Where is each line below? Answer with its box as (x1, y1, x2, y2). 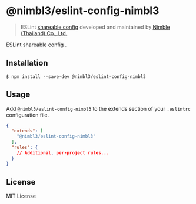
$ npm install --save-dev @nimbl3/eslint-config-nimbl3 (6, 73, 146, 80)
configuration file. (6, 111, 49, 118)
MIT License (6, 192, 36, 200)
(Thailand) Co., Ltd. (20, 29, 68, 36)
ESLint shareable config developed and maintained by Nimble (20, 23, 170, 30)
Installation (6, 58, 48, 68)
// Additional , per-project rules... (16, 149, 109, 156)
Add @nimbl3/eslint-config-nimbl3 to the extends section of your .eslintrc (6, 105, 191, 112)
